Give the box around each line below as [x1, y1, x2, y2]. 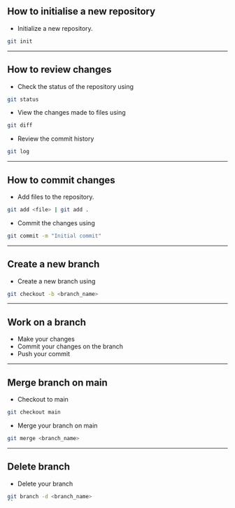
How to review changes [7, 64, 112, 76]
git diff [7, 122, 33, 129]
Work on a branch [7, 316, 86, 328]
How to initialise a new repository [7, 6, 156, 17]
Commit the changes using [17, 218, 96, 227]
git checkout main [7, 409, 61, 416]
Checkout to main [17, 395, 69, 403]
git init [7, 38, 33, 45]
